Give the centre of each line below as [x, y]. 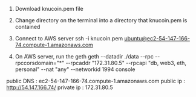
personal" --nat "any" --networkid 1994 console [75, 69]
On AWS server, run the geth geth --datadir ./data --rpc [84, 56]
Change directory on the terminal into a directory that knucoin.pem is [101, 20]
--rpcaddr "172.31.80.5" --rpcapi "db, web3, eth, [126, 63]
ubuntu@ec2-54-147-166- [157, 38]
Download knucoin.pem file [49, 9]
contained [28, 27]
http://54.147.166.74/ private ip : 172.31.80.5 [60, 87]
